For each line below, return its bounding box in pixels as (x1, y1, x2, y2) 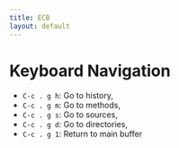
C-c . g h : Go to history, (22, 90, 114, 101)
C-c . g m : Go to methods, (22, 100, 121, 111)
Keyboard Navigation (9, 60, 171, 81)
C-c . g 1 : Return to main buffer (22, 128, 142, 140)
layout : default (9, 22, 70, 31)
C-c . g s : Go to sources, (22, 109, 119, 120)
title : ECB (9, 13, 50, 23)
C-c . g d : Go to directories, (22, 119, 129, 130)
